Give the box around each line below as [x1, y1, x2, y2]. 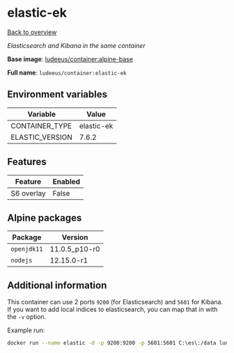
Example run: [7, 326, 45, 335]
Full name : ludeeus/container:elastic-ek [7, 68, 127, 77]
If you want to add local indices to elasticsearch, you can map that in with [7, 305, 218, 314]
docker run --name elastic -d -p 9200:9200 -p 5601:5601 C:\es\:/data [7, 340, 217, 347]
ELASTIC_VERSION [10, 132, 73, 142]
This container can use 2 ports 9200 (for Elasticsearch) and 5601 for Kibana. [7, 298, 224, 306]
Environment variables [7, 88, 108, 100]
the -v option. [7, 313, 47, 321]
